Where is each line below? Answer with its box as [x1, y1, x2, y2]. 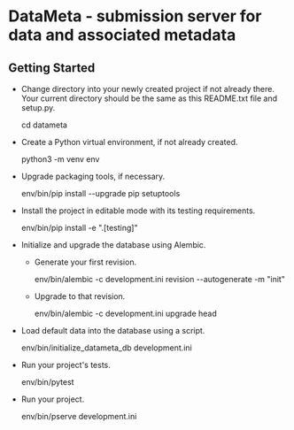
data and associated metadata [8, 25, 236, 45]
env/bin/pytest [20, 377, 74, 387]
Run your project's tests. [20, 360, 112, 370]
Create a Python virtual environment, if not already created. [20, 137, 238, 147]
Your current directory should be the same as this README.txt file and [20, 93, 278, 104]
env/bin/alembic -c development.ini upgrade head [34, 308, 218, 319]
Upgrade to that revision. [34, 291, 126, 302]
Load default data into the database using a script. [20, 326, 205, 335]
